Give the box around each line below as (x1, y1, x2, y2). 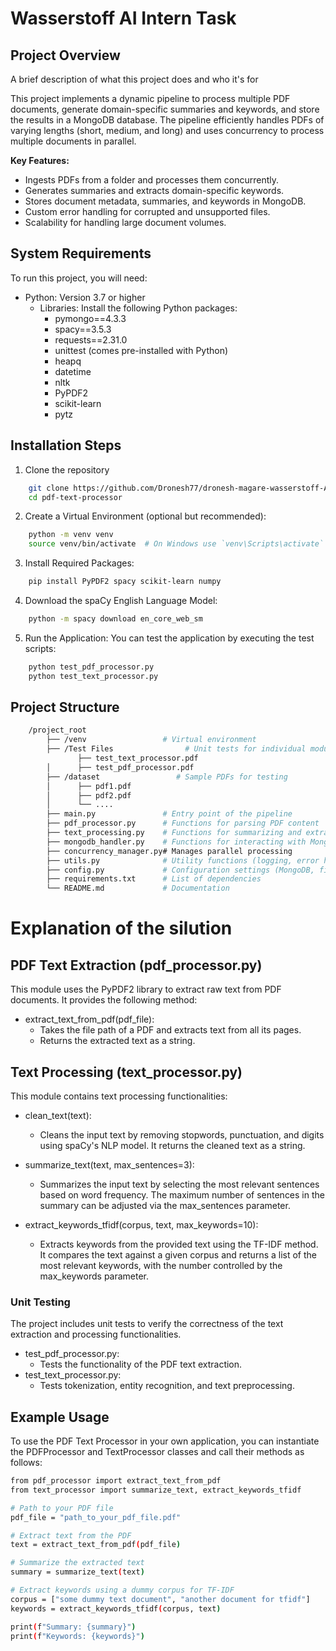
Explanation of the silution (10, 917, 233, 940)
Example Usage (10, 1408, 110, 1426)
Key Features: (10, 155, 70, 166)
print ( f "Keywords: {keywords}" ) (10, 1631, 145, 1641)
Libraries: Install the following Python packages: (39, 302, 238, 314)
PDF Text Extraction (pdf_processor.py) (10, 957, 263, 974)
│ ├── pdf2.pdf (46, 790, 132, 801)
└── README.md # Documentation (46, 883, 230, 894)
